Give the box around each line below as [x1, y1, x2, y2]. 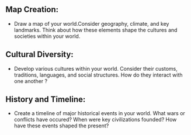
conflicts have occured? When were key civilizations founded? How [13, 116, 177, 123]
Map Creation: [5, 5, 59, 15]
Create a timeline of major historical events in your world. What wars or [13, 110, 185, 117]
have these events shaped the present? [13, 122, 109, 129]
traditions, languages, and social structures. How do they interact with [13, 71, 183, 78]
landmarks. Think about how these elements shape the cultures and [13, 26, 178, 33]
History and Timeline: [5, 95, 86, 105]
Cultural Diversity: [5, 50, 74, 60]
